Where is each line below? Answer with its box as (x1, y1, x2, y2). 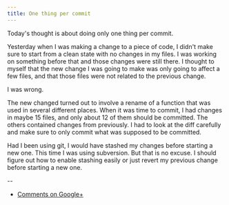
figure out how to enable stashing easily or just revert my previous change (7, 156, 219, 164)
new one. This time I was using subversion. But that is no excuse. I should (7, 148, 217, 157)
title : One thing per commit (7, 10, 91, 17)
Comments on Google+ (17, 190, 84, 198)
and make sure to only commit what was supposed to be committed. (7, 128, 202, 136)
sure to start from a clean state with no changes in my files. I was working (7, 50, 217, 58)
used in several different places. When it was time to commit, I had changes (7, 106, 223, 114)
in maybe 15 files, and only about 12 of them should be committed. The (7, 113, 208, 121)
